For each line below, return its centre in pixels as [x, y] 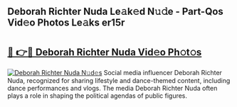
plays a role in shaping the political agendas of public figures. [97, 96]
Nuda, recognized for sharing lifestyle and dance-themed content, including [119, 80]
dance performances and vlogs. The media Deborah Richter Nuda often [112, 88]
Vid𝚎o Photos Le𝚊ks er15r [66, 23]
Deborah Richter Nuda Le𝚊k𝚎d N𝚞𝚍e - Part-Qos [116, 12]
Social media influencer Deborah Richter [163, 73]
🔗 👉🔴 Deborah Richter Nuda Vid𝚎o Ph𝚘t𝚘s [105, 52]
